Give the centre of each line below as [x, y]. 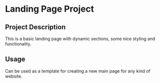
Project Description [35, 27]
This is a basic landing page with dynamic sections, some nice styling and [80, 39]
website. [14, 76]
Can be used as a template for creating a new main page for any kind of [78, 71]
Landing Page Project [50, 9]
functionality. [18, 44]
